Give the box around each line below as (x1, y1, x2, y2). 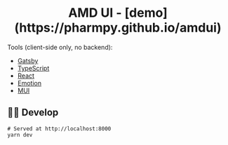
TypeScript (17, 64, 50, 72)
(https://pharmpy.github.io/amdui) (13, 20, 222, 36)
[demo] (124, 5, 168, 21)
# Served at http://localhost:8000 (7, 125, 112, 132)
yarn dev (7, 131, 33, 138)
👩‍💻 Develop (7, 106, 59, 118)
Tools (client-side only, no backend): (7, 43, 113, 51)
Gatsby (17, 56, 39, 64)
